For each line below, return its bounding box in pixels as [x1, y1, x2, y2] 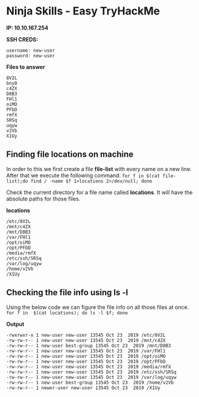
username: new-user [6, 47, 55, 54]
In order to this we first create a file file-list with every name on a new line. [6, 165, 192, 172]
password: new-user [6, 52, 55, 58]
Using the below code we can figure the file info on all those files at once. [6, 303, 189, 311]
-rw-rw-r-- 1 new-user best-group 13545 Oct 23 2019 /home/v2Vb [6, 380, 174, 386]
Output [6, 320, 25, 328]
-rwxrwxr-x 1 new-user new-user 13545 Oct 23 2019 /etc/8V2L [6, 332, 166, 338]
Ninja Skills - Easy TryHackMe [6, 4, 160, 18]
